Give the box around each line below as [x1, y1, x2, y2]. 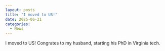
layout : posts [5, 7, 35, 13]
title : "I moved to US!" [5, 12, 58, 17]
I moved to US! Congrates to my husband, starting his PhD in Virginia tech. [5, 40, 160, 46]
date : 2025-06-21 [5, 17, 42, 22]
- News [10, 26, 24, 31]
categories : [5, 21, 30, 27]
